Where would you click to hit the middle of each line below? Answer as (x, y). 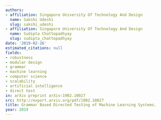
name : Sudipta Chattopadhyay (41, 34)
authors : (15, 10)
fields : (14, 53)
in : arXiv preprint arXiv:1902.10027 (45, 95)
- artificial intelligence (34, 86)
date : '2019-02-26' (26, 43)
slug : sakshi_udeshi (32, 24)
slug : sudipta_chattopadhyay (41, 39)
